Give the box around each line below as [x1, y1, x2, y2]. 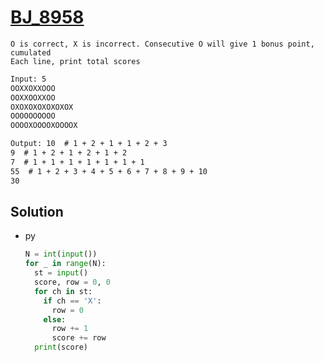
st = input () [34, 268, 89, 278]
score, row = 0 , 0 [34, 277, 111, 287]
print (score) [34, 342, 89, 353]
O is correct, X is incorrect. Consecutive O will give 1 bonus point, [10, 39, 315, 49]
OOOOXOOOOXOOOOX [10, 121, 78, 131]
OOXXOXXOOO [10, 83, 56, 93]
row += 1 [51, 324, 89, 334]
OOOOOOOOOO [10, 111, 56, 121]
